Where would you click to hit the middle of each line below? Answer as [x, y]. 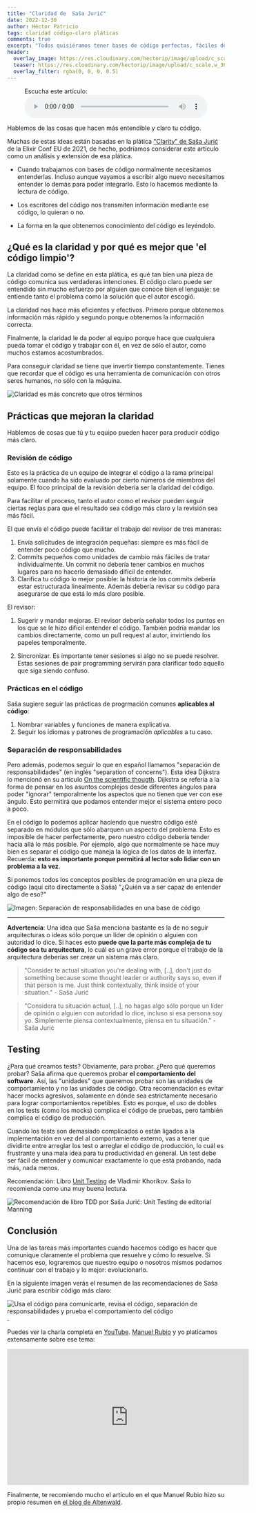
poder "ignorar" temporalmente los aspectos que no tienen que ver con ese [115, 794]
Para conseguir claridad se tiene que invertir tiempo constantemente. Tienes [116, 366]
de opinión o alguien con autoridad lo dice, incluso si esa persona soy [123, 1013]
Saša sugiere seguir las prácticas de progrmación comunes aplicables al [111, 704]
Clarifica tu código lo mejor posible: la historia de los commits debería [116, 579]
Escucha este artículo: [56, 91]
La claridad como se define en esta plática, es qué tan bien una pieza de [110, 274]
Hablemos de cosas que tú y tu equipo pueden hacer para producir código [113, 433]
